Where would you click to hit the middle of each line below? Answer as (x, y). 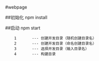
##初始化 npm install (26, 17)
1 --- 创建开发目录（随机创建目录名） (55, 38)
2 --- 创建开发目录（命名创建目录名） (55, 44)
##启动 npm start (23, 28)
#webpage (16, 7)
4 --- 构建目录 (35, 54)
